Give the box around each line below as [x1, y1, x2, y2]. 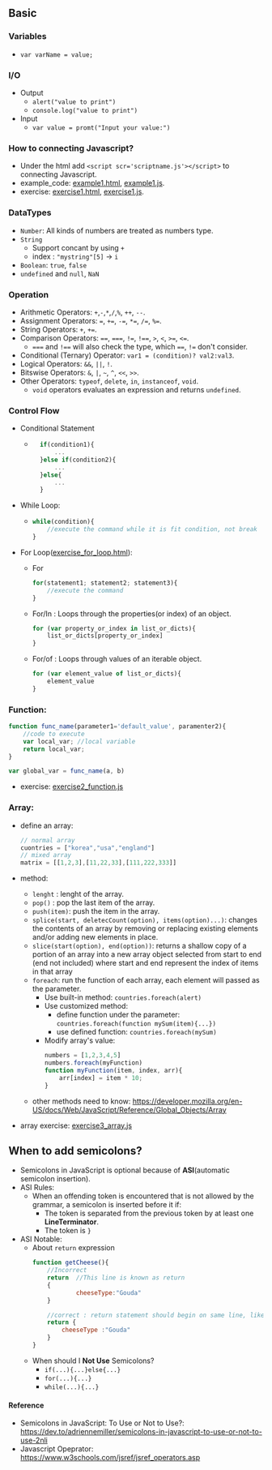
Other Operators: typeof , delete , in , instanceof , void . [19, 376, 199, 386]
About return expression [32, 1243, 116, 1253]
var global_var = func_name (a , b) [8, 767, 125, 775]
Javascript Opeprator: [19, 1444, 94, 1454]
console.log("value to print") [32, 106, 138, 114]
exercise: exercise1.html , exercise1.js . [19, 186, 144, 197]
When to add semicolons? [8, 1143, 142, 1158]
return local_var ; [23, 745, 85, 753]
